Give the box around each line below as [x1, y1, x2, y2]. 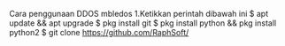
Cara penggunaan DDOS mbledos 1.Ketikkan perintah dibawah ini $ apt [9, 9, 269, 19]
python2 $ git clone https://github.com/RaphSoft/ [9, 27, 189, 37]
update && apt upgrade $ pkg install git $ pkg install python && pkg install [9, 18, 277, 28]
